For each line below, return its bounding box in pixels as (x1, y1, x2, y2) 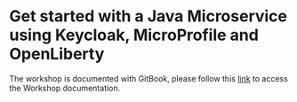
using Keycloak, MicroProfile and (9, 25, 260, 45)
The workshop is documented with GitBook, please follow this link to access (9, 73, 289, 83)
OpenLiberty (9, 44, 105, 64)
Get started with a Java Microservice (9, 6, 287, 27)
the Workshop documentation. (9, 82, 121, 93)
